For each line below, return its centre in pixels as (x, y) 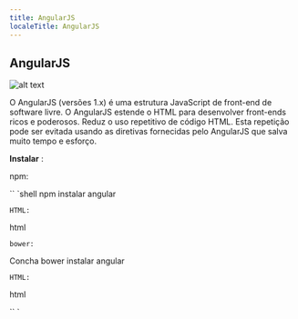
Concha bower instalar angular (67, 261)
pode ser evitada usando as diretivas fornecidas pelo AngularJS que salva (149, 132)
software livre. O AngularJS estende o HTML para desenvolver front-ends (148, 112)
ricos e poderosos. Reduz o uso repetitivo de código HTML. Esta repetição (149, 122)
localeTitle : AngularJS (55, 26)
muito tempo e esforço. (53, 141)
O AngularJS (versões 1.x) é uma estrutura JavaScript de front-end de (141, 103)
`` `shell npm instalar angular (63, 194)
